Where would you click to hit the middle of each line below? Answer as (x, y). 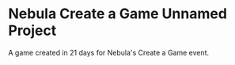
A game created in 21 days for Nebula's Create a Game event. (109, 52)
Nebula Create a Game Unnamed (118, 14)
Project (32, 31)
